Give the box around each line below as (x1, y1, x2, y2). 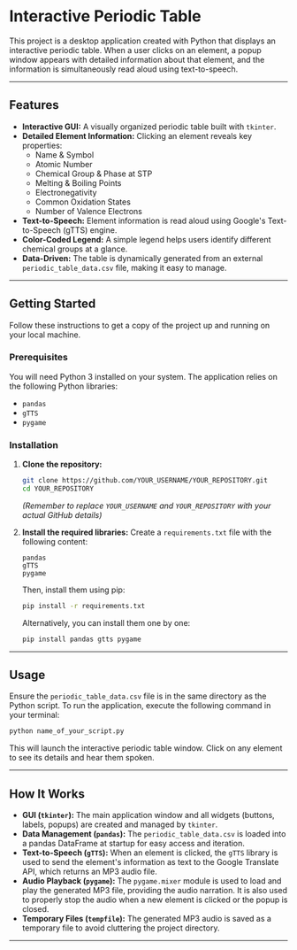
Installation (9, 438, 59, 451)
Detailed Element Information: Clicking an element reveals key (21, 130, 253, 141)
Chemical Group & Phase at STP (34, 168, 153, 179)
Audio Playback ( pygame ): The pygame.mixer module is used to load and (21, 876, 282, 886)
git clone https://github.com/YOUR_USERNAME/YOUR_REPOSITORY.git (21, 476, 268, 485)
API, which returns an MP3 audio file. (21, 866, 157, 877)
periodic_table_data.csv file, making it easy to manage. (21, 262, 227, 273)
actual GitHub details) (21, 509, 103, 520)
